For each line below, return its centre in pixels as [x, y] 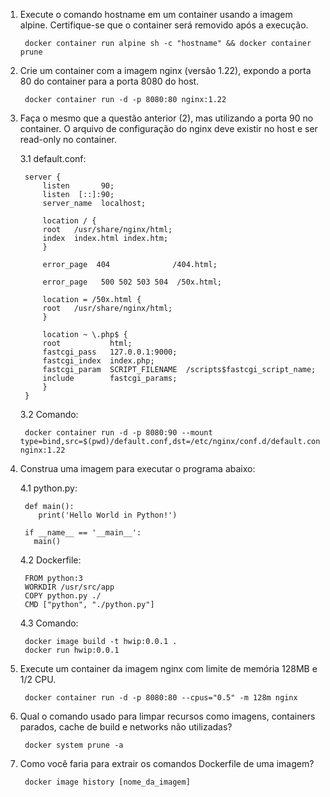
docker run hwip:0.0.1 [72, 650]
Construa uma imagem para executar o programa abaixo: [137, 468]
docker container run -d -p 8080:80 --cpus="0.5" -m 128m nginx [161, 698]
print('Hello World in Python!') [108, 515]
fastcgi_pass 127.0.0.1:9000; [110, 352]
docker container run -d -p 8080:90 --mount [118, 433]
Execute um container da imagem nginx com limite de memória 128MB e [168, 668]
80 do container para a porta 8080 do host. [109, 81]
